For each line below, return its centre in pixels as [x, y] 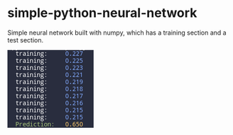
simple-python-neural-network [102, 13]
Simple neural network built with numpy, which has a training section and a [117, 33]
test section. [26, 40]
